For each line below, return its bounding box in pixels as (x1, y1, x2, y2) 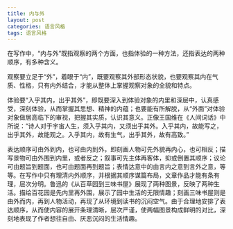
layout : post (7, 17, 45, 24)
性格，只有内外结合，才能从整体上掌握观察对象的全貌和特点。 (19, 81, 196, 90)
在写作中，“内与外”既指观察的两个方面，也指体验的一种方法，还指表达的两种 (7, 49, 225, 57)
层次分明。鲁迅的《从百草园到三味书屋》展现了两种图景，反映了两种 (19, 180, 214, 188)
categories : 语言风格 (7, 23, 66, 30)
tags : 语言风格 (7, 29, 47, 37)
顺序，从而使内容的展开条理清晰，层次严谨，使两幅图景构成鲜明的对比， (12, 205, 220, 214)
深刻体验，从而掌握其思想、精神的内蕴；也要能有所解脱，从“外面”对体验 (19, 104, 225, 113)
